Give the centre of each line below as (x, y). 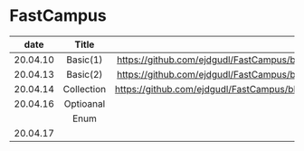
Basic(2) (85, 74)
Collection (85, 89)
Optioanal (85, 103)
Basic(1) (85, 60)
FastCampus (58, 16)
